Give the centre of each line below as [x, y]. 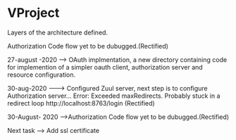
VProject [33, 13]
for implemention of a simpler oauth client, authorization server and [105, 67]
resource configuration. [42, 75]
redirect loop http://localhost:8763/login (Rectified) [81, 103]
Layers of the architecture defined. [57, 32]
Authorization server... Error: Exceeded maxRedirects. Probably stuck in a [114, 96]
